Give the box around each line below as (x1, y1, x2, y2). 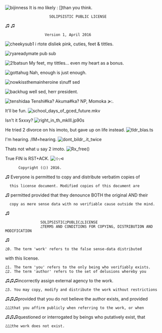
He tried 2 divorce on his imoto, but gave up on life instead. (5, 127, 126, 133)
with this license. (5, 255, 39, 261)
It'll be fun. (5, 108, 27, 113)
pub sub (39, 51, 57, 56)
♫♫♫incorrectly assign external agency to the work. (5, 278, 114, 283)
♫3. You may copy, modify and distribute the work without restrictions (5, 287, 158, 292)
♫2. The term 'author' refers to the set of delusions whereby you (5, 269, 147, 274)
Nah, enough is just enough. (29, 69, 87, 75)
